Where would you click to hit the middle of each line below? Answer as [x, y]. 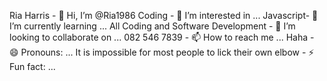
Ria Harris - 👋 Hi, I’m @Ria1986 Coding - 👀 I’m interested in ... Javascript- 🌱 [164, 15]
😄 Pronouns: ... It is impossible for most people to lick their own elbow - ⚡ [162, 52]
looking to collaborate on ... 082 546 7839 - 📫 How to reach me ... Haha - [162, 37]
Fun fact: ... [32, 66]
